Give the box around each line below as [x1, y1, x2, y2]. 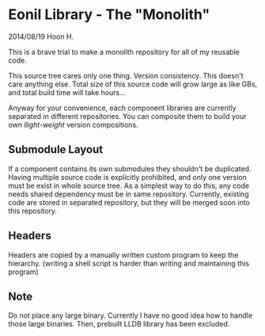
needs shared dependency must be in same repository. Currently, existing [8, 189, 249, 199]
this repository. [8, 206, 58, 216]
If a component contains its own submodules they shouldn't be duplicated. [8, 164, 252, 174]
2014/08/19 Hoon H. [8, 32, 74, 41]
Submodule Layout [8, 143, 104, 156]
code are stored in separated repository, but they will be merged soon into [8, 197, 251, 207]
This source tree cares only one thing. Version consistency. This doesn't [8, 71, 244, 80]
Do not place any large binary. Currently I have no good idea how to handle [8, 311, 253, 320]
